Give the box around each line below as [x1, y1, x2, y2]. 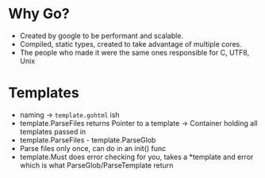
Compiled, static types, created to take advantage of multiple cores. [19, 39, 242, 48]
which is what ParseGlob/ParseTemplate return [19, 160, 174, 170]
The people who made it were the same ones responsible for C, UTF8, [19, 47, 250, 57]
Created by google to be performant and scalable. [19, 31, 184, 40]
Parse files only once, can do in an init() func [19, 143, 167, 153]
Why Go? [8, 5, 70, 23]
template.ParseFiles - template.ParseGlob [19, 135, 156, 145]
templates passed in [19, 127, 86, 136]
